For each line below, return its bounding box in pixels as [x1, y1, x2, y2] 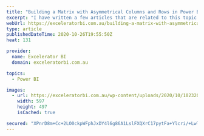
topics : [6, 70, 26, 76]
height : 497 [17, 104, 47, 110]
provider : [6, 48, 32, 55]
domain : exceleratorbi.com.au [12, 59, 88, 66]
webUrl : [6, 20, 26, 26]
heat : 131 [6, 37, 32, 43]
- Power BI [12, 76, 39, 82]
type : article [6, 25, 42, 32]
